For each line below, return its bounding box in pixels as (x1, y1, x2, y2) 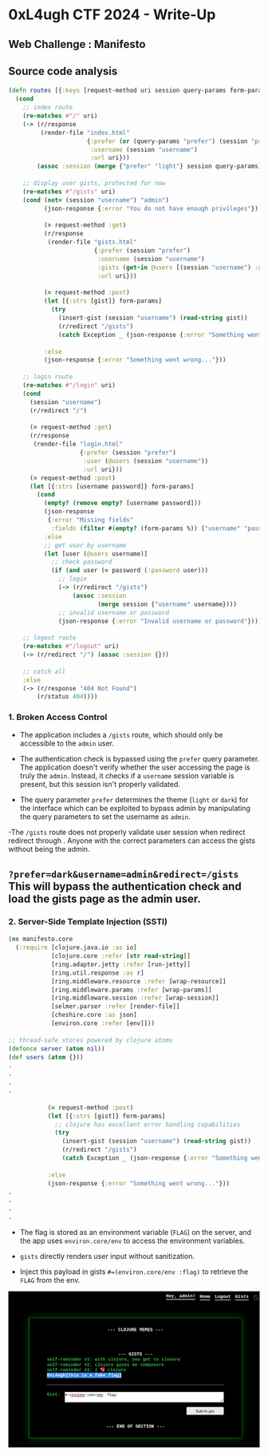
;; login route (22, 373, 73, 381)
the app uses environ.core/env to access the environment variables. (19, 1236, 246, 1245)
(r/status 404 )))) (37, 693, 98, 701)
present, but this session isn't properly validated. (19, 779, 181, 789)
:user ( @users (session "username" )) (83, 457, 209, 465)
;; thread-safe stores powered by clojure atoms (8, 1036, 173, 1044)
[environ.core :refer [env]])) (50, 1019, 156, 1027)
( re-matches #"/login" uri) (22, 382, 116, 390)
